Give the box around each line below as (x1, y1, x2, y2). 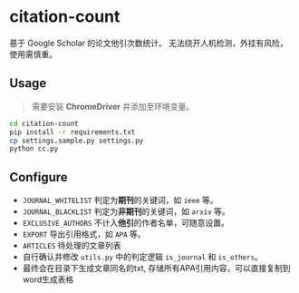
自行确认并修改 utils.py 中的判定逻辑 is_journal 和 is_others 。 (22, 251, 263, 262)
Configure (9, 170, 68, 185)
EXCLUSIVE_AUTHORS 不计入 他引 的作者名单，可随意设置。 (22, 218, 229, 229)
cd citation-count (9, 119, 79, 128)
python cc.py (9, 144, 59, 153)
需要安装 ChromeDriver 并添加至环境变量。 (31, 101, 195, 112)
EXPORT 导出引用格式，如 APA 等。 (22, 229, 147, 239)
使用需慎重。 (9, 48, 57, 60)
